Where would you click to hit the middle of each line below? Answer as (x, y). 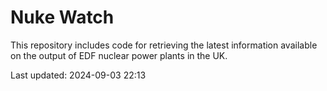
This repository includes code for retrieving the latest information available (164, 45)
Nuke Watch (62, 17)
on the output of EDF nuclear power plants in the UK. (119, 55)
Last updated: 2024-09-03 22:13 (78, 75)
